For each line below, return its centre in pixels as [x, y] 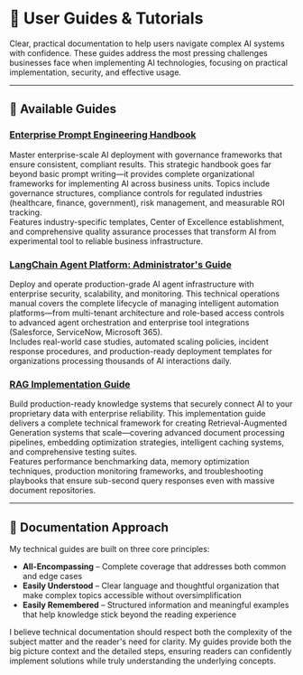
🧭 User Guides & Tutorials [106, 19]
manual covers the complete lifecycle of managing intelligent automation [144, 303]
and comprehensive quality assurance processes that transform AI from [143, 231]
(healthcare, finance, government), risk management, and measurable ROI [147, 202]
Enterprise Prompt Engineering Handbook [103, 135]
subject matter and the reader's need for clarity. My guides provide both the [151, 642]
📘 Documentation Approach [89, 527]
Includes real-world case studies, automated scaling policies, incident [139, 342]
